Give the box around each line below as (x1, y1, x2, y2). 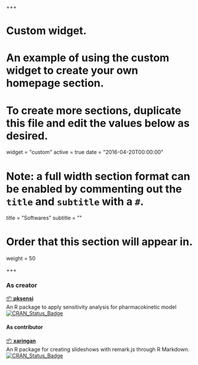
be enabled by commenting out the (6, 182, 183, 196)
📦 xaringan (6, 337, 36, 344)
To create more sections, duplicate (6, 103, 181, 117)
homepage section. (6, 77, 104, 90)
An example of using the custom (6, 51, 169, 65)
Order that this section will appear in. (6, 235, 193, 248)
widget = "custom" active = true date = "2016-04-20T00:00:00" (6, 149, 164, 156)
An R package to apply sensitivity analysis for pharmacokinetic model (6, 304, 177, 311)
